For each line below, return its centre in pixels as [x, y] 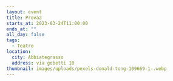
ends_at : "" [21, 29]
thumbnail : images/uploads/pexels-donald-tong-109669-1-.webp [86, 69]
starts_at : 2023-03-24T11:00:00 [47, 23]
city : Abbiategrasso [38, 57]
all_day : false [25, 35]
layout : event [24, 12]
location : [19, 52]
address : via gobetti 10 [43, 63]
